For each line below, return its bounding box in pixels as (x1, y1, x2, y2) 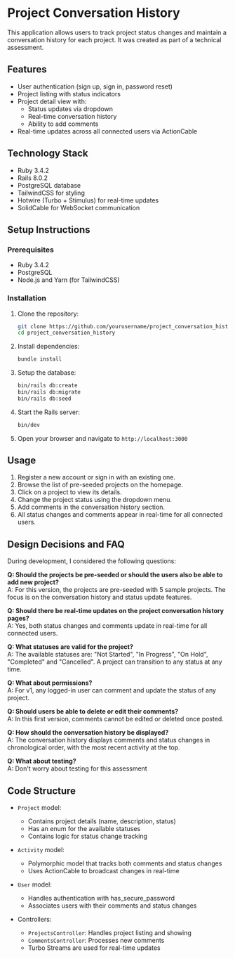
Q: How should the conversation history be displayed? (7, 728, 169, 737)
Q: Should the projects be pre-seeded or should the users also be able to (7, 571, 223, 579)
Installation (7, 293, 47, 303)
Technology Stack (7, 148, 88, 160)
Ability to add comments (27, 120, 99, 128)
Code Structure (7, 785, 76, 797)
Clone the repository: (17, 309, 79, 318)
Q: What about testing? (7, 757, 76, 766)
